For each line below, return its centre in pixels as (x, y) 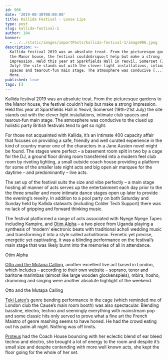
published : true (22, 80)
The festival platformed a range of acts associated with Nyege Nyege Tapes (83, 218)
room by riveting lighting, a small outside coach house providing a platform (82, 161)
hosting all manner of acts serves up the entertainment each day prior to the (84, 187)
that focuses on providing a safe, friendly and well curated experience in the (84, 140)
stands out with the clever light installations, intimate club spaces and (77, 115)
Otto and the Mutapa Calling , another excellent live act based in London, (79, 264)
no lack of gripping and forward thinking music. (54, 209)
